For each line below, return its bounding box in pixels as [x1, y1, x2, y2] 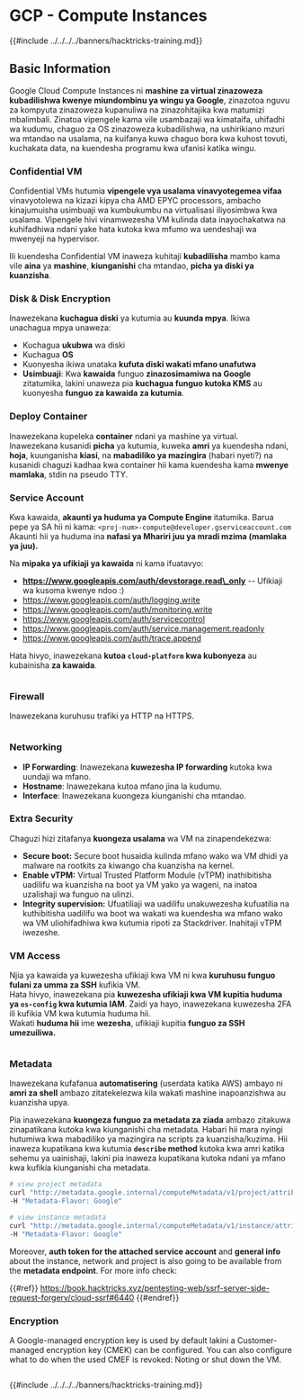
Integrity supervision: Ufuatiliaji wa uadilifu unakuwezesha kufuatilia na [22, 898, 289, 909]
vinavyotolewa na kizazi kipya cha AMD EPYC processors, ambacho [9, 195, 262, 206]
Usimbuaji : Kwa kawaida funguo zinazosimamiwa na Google [22, 368, 252, 379]
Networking [9, 741, 63, 754]
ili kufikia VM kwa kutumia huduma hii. [9, 1008, 151, 1019]
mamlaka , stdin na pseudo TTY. [9, 469, 129, 480]
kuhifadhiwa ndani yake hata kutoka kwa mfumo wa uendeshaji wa [9, 224, 257, 235]
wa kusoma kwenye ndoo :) [22, 584, 125, 595]
